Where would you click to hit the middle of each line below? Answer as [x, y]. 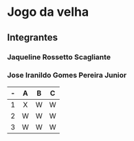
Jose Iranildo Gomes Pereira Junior [67, 75]
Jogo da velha [48, 12]
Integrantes [33, 37]
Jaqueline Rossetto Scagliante [59, 57]
